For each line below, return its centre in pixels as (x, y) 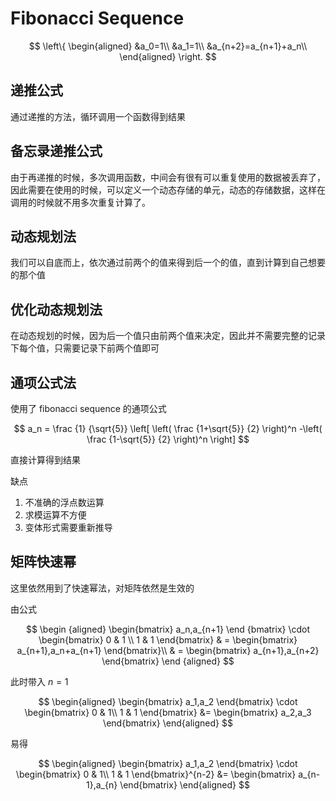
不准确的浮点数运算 (64, 502)
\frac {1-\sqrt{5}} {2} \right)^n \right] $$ (168, 439)
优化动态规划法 (56, 309)
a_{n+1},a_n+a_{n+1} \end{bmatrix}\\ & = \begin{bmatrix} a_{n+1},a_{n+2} (168, 650)
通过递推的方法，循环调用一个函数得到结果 (98, 116)
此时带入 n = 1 (39, 681)
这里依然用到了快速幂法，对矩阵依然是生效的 (102, 588)
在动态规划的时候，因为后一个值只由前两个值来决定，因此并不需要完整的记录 (168, 336)
